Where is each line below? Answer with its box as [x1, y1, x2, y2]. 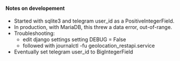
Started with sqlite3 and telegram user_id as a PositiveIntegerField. [13, 17, 175, 24]
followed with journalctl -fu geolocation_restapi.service [22, 42, 155, 49]
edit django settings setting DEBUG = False [22, 36, 126, 43]
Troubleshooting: [13, 30, 55, 37]
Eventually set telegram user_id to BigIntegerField [13, 48, 133, 55]
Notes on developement [5, 5, 65, 12]
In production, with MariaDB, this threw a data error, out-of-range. [13, 24, 172, 31]
